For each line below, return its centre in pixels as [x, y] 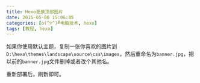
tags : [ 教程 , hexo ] [30, 29]
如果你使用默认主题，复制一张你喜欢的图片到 [62, 46]
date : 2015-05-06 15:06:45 [40, 17]
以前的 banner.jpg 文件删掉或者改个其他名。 [59, 61]
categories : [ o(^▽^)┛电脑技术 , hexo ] [52, 23]
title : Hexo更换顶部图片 [35, 12]
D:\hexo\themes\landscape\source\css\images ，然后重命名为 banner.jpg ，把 [100, 54]
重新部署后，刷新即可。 [35, 74]
